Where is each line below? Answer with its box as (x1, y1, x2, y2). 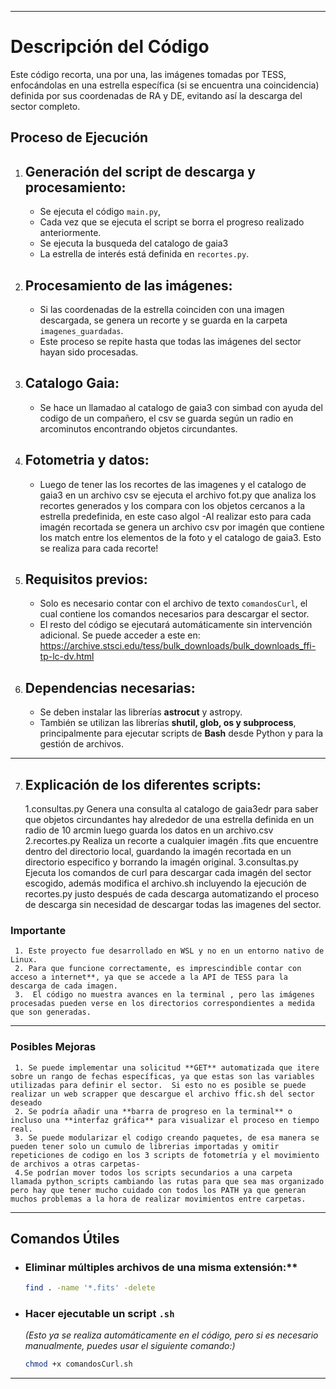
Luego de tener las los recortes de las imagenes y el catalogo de (39, 478, 307, 490)
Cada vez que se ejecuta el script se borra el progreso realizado (39, 216, 305, 228)
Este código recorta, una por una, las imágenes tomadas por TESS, (10, 68, 287, 80)
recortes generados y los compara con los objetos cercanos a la (39, 499, 306, 511)
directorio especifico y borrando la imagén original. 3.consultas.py (24, 856, 299, 868)
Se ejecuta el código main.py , (39, 206, 162, 218)
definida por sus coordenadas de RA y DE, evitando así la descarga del (10, 89, 303, 101)
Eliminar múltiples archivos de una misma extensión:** (24, 1260, 298, 1274)
